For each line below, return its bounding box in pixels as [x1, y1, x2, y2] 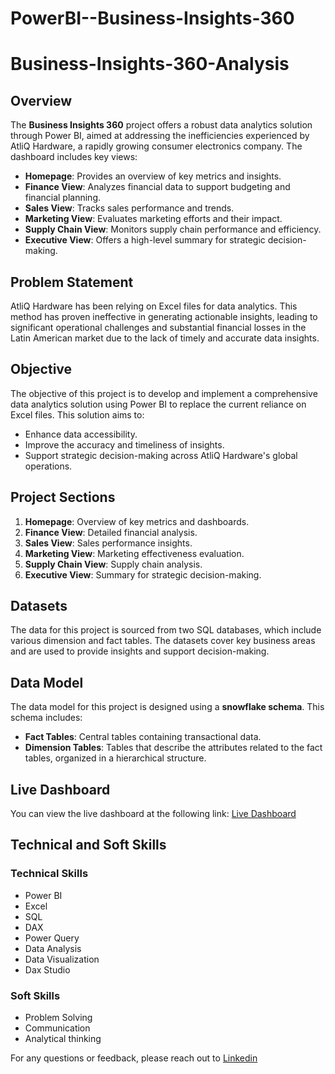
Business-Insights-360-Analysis [10, 53, 290, 76]
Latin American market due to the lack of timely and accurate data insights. [10, 332, 320, 344]
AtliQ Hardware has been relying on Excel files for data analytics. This [10, 300, 298, 312]
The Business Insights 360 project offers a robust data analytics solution [10, 119, 313, 131]
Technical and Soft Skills [10, 837, 167, 854]
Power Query [24, 932, 80, 944]
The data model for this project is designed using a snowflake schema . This [10, 701, 325, 713]
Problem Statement [10, 273, 134, 291]
